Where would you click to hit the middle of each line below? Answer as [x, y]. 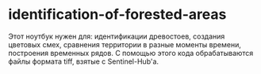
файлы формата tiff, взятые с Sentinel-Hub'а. [84, 61]
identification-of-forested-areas [117, 15]
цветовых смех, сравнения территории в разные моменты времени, [125, 44]
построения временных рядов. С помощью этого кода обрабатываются [131, 53]
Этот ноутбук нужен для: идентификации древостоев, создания [117, 36]
